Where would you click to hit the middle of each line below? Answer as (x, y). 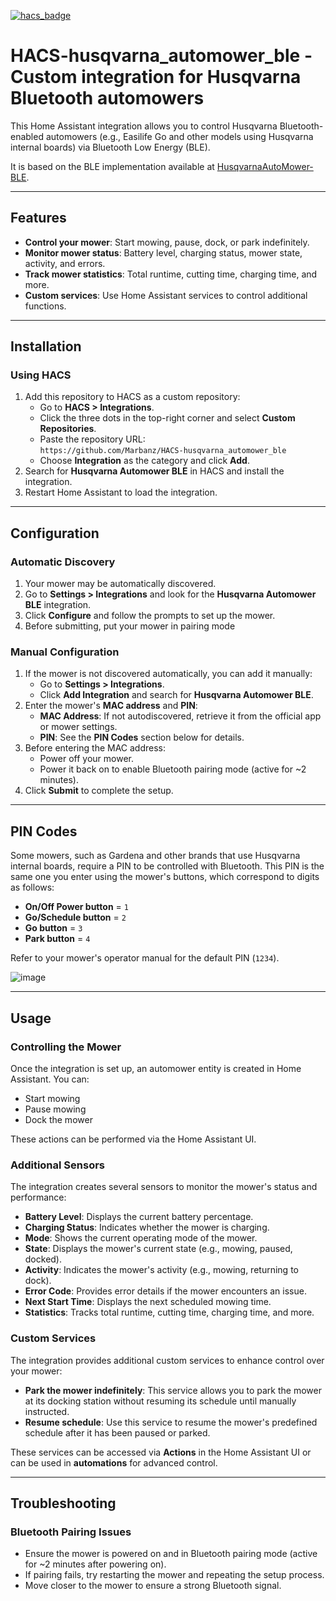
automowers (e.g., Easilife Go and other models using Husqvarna (179, 136)
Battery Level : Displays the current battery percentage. (139, 1217)
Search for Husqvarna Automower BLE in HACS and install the (154, 471)
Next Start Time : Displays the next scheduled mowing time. (148, 1302)
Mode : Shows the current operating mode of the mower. (141, 1238)
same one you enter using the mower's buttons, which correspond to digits (165, 877)
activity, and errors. (65, 263)
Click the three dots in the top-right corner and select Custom (167, 418)
